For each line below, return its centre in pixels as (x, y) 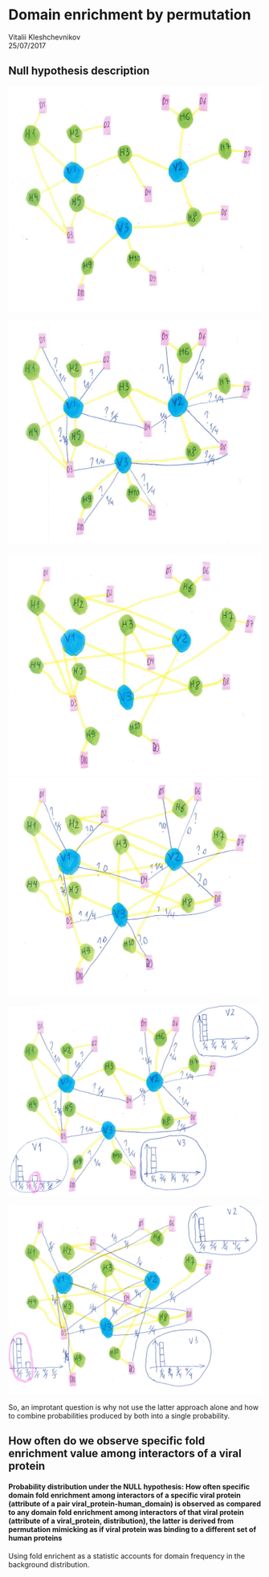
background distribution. (49, 1564)
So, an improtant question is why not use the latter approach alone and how (134, 1407)
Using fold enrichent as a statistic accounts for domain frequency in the (127, 1556)
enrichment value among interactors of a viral (125, 1454)
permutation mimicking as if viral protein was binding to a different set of (132, 1529)
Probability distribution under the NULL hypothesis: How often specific (129, 1486)
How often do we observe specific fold (107, 1441)
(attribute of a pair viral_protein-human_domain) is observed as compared (134, 1503)
